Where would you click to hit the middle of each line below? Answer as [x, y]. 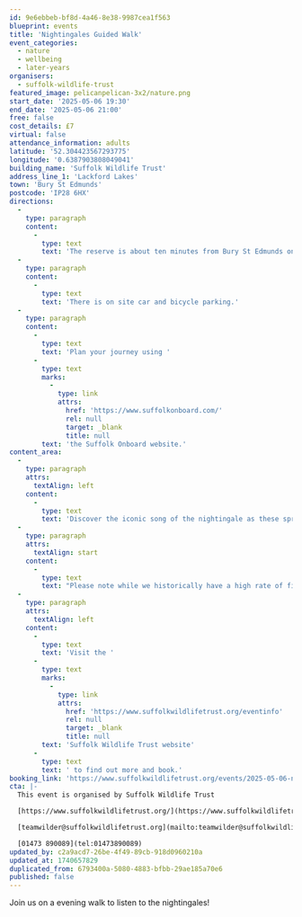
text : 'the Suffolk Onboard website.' [114, 444]
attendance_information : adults [70, 143]
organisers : [31, 76]
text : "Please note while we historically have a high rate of [162, 586]
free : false [31, 118]
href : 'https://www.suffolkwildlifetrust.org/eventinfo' [174, 711]
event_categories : [44, 43]
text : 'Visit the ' [78, 653]
